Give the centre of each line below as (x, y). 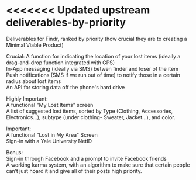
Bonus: (15, 152)
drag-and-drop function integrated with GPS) (61, 63)
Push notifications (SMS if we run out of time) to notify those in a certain (93, 75)
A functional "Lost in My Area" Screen (52, 134)
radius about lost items (34, 81)
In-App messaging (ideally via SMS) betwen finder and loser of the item (92, 68)
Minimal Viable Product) (35, 45)
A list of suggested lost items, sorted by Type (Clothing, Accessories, (90, 111)
